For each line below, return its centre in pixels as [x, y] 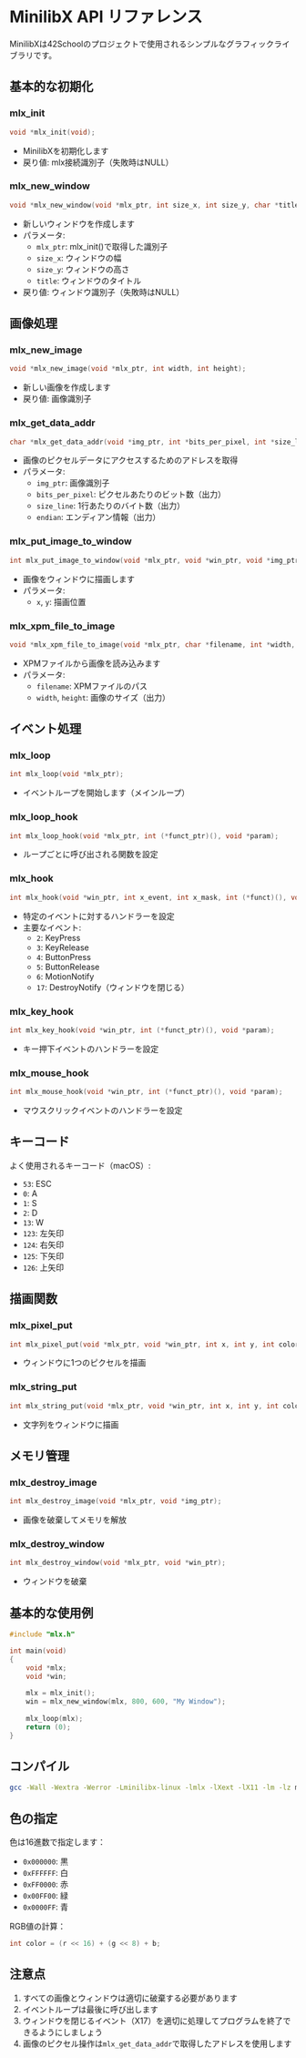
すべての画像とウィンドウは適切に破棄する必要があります [130, 1998]
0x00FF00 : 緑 [46, 1896]
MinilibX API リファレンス [106, 17]
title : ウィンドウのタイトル [89, 281]
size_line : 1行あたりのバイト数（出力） [110, 506]
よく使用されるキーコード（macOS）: [80, 1165]
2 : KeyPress [58, 937]
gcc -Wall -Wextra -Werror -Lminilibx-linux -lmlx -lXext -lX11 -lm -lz [150, 1788]
